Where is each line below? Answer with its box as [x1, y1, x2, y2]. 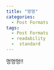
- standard [11, 41, 41, 47]
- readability [11, 36, 46, 41]
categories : [6, 14, 35, 20]
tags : [6, 24, 19, 31]
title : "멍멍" [6, 8, 38, 15]
